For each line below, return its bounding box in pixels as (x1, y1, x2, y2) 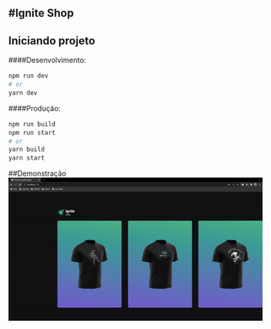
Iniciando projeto (8, 34, 95, 48)
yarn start (8, 154, 45, 162)
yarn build (8, 145, 45, 154)
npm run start (8, 128, 56, 136)
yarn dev (8, 89, 38, 97)
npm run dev (8, 72, 48, 80)
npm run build (8, 120, 56, 128)
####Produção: (8, 103, 61, 113)
